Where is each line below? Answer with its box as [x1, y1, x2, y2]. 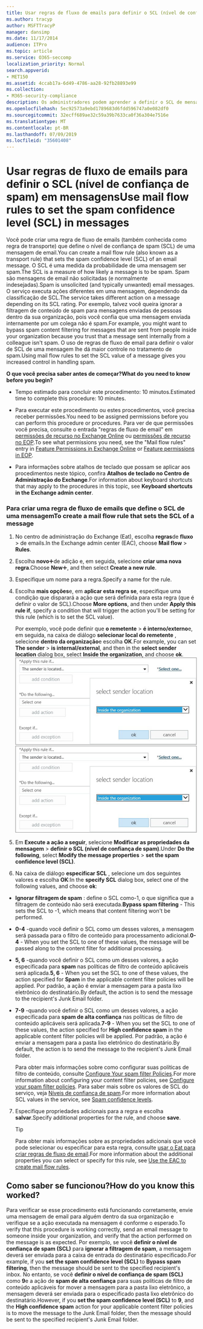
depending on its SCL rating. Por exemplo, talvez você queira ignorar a [6, 301, 182, 308]
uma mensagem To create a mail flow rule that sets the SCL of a [6, 511, 195, 520]
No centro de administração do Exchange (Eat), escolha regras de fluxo [14, 533, 193, 541]
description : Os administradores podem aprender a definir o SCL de [6, 99, 182, 105]
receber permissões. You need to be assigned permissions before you [14, 413, 188, 421]
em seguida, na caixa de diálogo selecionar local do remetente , [14, 631, 177, 639]
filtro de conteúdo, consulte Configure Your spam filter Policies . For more [14, 1070, 196, 1077]
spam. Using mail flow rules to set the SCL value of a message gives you [6, 352, 186, 359]
